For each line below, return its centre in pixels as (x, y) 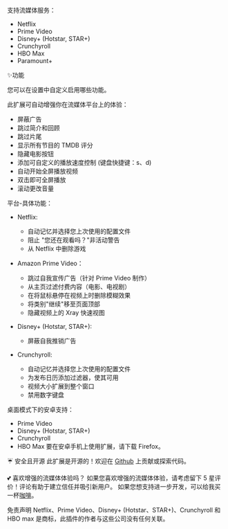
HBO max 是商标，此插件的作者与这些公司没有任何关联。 (88, 519)
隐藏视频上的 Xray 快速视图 (66, 313)
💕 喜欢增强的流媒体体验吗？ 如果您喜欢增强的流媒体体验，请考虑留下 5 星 (111, 478)
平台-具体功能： (30, 203)
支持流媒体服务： (31, 10)
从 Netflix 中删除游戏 (57, 249)
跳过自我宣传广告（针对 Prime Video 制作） (89, 278)
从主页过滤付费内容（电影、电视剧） (79, 287)
